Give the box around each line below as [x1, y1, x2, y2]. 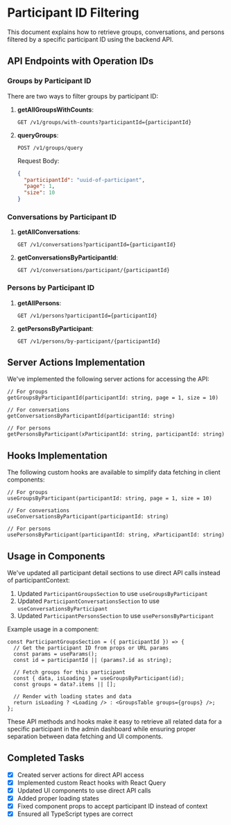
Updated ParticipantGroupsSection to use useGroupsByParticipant [17, 590, 208, 598]
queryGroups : [17, 130, 59, 139]
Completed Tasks [7, 752, 85, 764]
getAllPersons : [17, 298, 62, 307]
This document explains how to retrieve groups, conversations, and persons [7, 28, 225, 36]
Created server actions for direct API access [17, 770, 144, 779]
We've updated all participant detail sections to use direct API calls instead [7, 569, 221, 577]
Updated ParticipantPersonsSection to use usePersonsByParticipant [17, 612, 214, 620]
